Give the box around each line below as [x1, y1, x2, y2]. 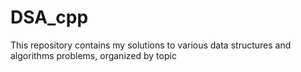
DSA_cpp [10, 6, 89, 29]
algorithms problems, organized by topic [10, 49, 177, 61]
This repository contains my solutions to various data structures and [10, 39, 292, 51]
